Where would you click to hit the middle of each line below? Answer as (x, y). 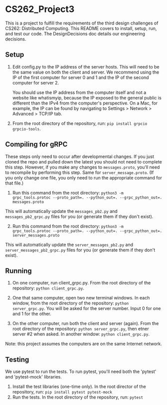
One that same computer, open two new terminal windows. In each (81, 298)
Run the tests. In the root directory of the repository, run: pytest (78, 397)
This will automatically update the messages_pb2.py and (62, 211)
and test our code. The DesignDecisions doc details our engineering (75, 33)
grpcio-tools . (26, 128)
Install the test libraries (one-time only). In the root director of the (79, 386)
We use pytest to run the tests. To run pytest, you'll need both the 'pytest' (81, 371)
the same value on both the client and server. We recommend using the (86, 72)
